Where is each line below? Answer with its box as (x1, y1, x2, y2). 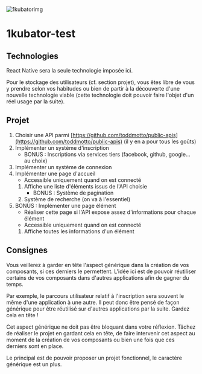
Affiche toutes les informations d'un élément (24, 227, 134, 235)
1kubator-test (6, 27, 76, 40)
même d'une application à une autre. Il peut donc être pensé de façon (6, 298, 180, 306)
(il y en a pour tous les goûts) (123, 138, 197, 145)
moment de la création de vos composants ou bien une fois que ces (6, 336, 175, 343)
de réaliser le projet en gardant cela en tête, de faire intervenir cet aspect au (6, 329, 195, 337)
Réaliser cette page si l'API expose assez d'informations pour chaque (24, 208, 197, 216)
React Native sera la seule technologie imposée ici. (6, 67, 133, 74)
